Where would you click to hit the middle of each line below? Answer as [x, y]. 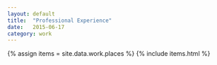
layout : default [31, 14]
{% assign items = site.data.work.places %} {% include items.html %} [109, 54]
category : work [30, 34]
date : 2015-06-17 [36, 27]
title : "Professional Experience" [60, 20]
